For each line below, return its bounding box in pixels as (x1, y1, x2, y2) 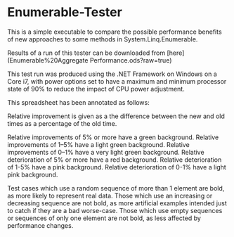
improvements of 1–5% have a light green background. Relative (7, 140, 190, 148)
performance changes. (7, 221, 74, 229)
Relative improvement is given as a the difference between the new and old (7, 112, 225, 120)
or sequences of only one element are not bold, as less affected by (7, 214, 202, 222)
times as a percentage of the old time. (7, 119, 117, 127)
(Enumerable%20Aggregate (7, 56, 89, 64)
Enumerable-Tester (7, 4, 123, 20)
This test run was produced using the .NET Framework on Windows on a (7, 70, 218, 78)
